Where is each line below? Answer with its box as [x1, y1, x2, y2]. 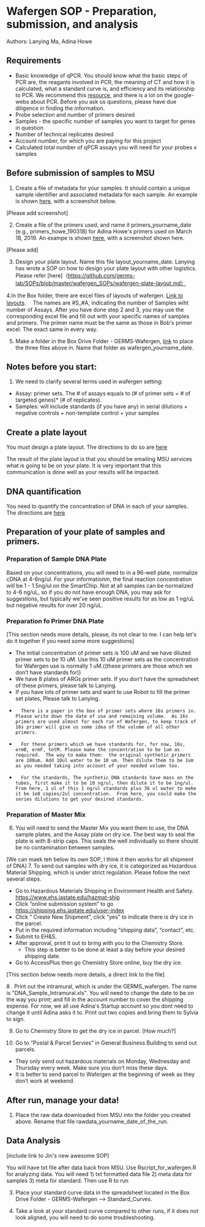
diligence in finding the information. [15, 104, 105, 112]
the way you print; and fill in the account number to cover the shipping [6, 996, 184, 1003]
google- [174, 91, 195, 99]
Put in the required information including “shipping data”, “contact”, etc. [15, 926, 195, 934]
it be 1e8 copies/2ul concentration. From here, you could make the [15, 790, 197, 797]
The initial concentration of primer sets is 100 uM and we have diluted [15, 649, 191, 656]
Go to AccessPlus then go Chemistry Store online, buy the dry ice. [15, 959, 182, 967]
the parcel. [15, 920, 43, 927]
